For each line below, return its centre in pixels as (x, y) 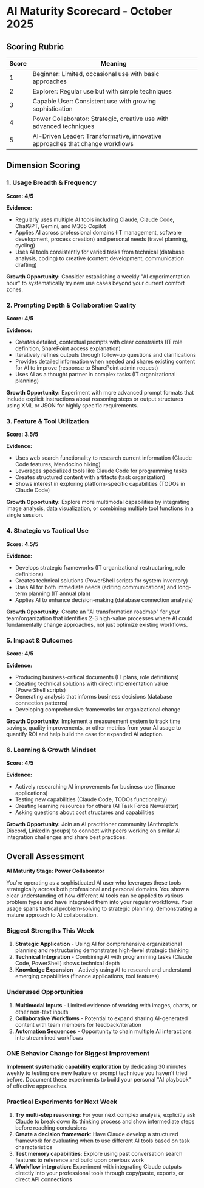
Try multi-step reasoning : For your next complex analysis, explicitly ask (105, 1115)
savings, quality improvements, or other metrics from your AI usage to (94, 727)
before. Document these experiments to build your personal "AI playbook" (99, 1079)
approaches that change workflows (83, 144)
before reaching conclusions (51, 1128)
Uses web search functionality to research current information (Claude (104, 458)
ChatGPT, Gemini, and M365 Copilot (60, 226)
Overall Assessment (46, 856)
